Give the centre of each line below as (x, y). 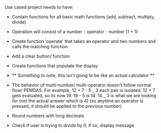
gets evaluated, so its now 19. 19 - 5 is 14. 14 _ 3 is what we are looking (84, 96)
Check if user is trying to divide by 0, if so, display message (73, 125)
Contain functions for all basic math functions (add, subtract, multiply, (83, 17)
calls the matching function (40, 46)
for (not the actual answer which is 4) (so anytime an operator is (78, 101)
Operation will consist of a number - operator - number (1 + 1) (75, 32)
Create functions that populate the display (55, 66)
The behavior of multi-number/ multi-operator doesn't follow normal (81, 85)
